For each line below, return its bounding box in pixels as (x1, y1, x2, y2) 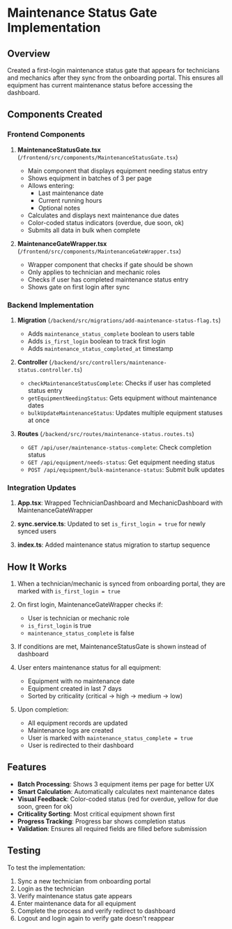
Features (7, 761, 47, 773)
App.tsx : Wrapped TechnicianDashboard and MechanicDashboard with (17, 498, 223, 507)
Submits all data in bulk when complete (27, 226, 141, 234)
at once (27, 416, 50, 424)
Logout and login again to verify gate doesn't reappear (17, 914, 174, 922)
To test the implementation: (7, 863, 86, 872)
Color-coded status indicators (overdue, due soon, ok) (27, 218, 185, 226)
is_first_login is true (27, 621, 92, 630)
